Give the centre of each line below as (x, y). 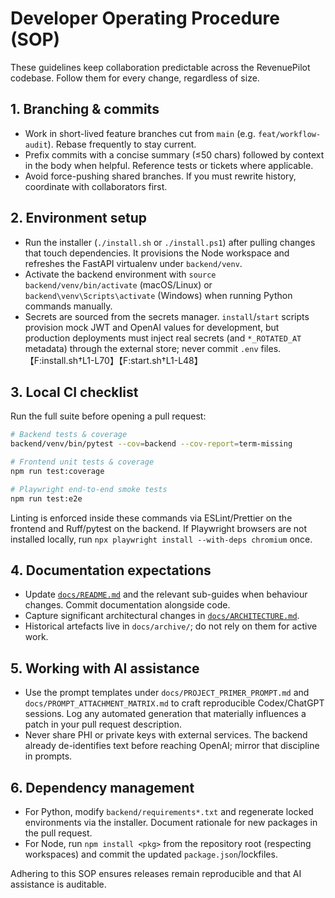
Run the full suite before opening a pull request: (108, 416)
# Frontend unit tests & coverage (82, 462)
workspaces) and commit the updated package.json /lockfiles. (151, 854)
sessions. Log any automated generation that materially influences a (165, 714)
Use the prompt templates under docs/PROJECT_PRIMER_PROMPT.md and (167, 693)
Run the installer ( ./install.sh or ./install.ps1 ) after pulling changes (170, 242)
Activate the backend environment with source (120, 274)
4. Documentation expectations (111, 570)
